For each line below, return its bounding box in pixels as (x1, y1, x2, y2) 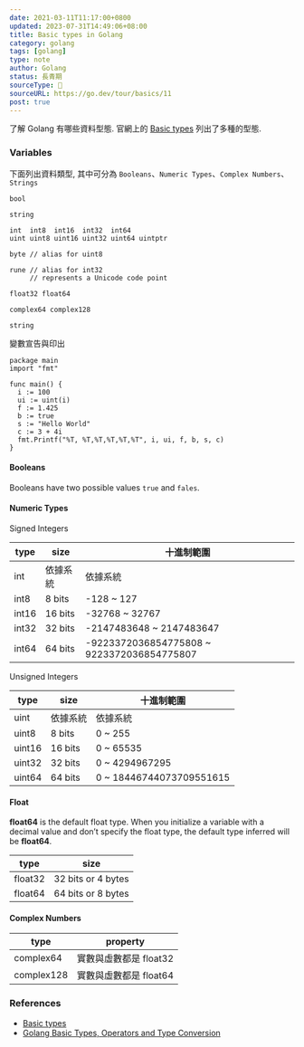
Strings (9, 178, 39, 187)
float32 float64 (9, 289, 71, 299)
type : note (9, 55, 51, 64)
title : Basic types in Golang (9, 30, 124, 39)
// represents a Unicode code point (29, 273, 168, 282)
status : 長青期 (9, 72, 62, 81)
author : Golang (9, 64, 67, 73)
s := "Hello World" (17, 419, 91, 428)
